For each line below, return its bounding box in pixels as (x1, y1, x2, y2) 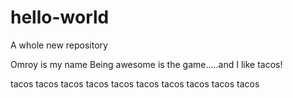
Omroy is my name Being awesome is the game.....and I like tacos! (10, 58, 283, 70)
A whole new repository (10, 39, 108, 51)
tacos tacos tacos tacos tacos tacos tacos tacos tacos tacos (10, 77, 260, 90)
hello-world (10, 6, 110, 29)
